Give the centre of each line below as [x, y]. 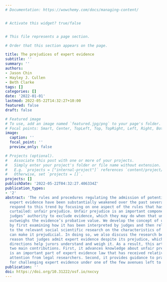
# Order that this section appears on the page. [56, 45]
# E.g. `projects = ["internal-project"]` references [64, 170]
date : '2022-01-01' [25, 96]
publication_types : [25, 188]
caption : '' [22, 138]
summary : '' [17, 64]
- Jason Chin [19, 73]
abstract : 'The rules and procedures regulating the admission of [75, 197]
